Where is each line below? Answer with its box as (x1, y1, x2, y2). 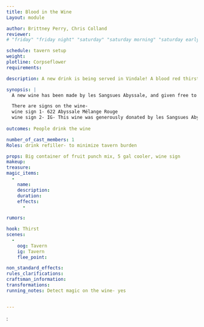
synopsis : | (6, 86, 36, 93)
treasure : (6, 164, 32, 170)
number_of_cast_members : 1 (6, 137, 75, 143)
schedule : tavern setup (6, 48, 67, 54)
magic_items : (6, 170, 39, 177)
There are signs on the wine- (12, 103, 88, 109)
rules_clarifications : (6, 271, 64, 277)
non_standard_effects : (6, 265, 64, 271)
